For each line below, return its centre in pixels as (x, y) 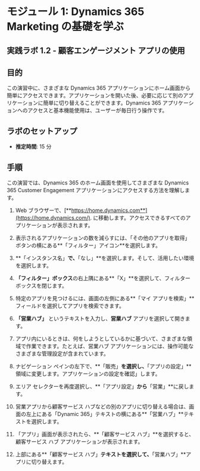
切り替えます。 (49, 462)
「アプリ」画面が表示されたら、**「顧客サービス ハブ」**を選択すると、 (105, 434)
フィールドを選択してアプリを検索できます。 (70, 306)
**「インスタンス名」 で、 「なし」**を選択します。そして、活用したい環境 (105, 258)
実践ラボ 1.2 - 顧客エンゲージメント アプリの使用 (96, 50)
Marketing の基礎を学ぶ (65, 27)
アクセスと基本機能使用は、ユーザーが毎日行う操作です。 (97, 110)
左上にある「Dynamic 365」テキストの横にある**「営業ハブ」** (105, 414)
